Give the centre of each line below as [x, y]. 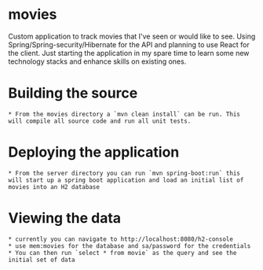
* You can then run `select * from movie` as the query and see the [122, 253]
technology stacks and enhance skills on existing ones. [97, 61]
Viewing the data [65, 218]
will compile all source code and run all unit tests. [100, 121]
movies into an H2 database [54, 187]
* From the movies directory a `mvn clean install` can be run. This [124, 114]
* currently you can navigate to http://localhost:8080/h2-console [121, 239]
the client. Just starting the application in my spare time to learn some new [129, 53]
